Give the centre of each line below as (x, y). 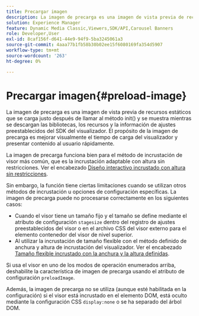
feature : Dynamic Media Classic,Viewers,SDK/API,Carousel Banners (90, 28)
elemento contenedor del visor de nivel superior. (74, 235)
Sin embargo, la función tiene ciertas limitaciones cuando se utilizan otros (96, 186)
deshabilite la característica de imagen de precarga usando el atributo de (95, 272)
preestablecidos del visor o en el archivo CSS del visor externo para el (100, 228)
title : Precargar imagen (37, 12)
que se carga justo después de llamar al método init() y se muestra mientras (99, 119)
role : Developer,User (33, 34)
